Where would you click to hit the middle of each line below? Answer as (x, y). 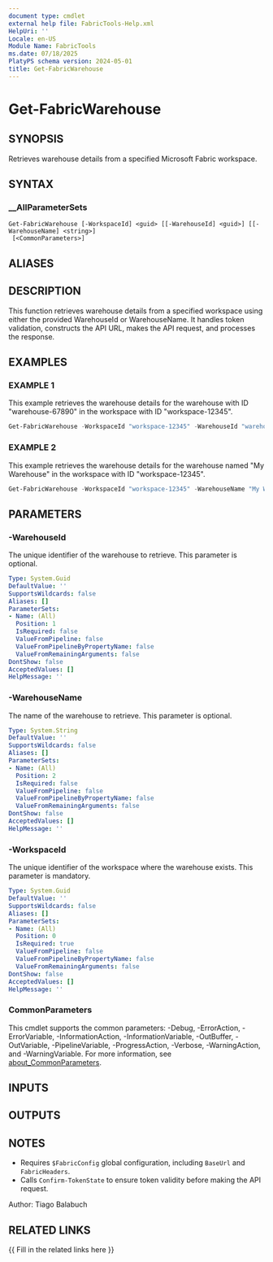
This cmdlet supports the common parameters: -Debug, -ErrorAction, (125, 1028)
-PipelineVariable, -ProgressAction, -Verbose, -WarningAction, (156, 1045)
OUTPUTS (35, 1116)
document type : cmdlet (47, 16)
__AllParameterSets (48, 207)
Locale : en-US (32, 39)
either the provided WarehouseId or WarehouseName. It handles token (126, 319)
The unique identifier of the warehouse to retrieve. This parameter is (123, 555)
